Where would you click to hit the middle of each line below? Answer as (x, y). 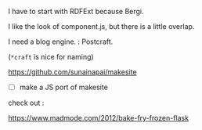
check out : (26, 103)
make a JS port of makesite (63, 87)
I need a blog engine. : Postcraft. (61, 42)
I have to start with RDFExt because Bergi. (76, 11)
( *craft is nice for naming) (51, 57)
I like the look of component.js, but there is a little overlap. (101, 26)
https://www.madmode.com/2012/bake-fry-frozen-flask (99, 118)
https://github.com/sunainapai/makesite (72, 72)
